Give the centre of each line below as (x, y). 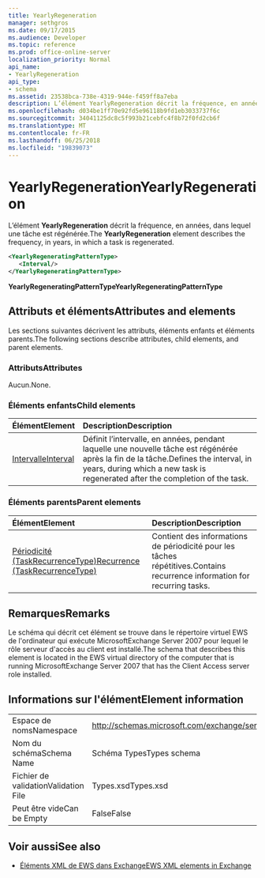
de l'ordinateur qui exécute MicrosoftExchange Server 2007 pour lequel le (128, 641)
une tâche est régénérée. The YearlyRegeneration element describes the (127, 234)
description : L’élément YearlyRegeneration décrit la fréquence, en (123, 104)
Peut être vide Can (45, 808)
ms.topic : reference (42, 45)
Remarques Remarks (59, 614)
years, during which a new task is (144, 469)
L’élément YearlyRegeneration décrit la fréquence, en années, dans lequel (129, 225)
